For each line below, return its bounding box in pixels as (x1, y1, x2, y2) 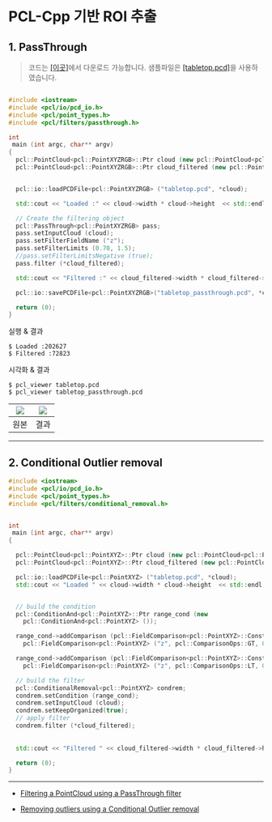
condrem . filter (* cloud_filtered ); (15, 722, 136, 730)
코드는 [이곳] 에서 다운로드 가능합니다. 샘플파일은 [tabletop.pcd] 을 (28, 62, 237, 72)
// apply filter (15, 714, 70, 722)
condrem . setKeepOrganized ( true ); (15, 706, 129, 715)
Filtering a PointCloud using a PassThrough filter (19, 789, 182, 799)
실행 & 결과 (8, 326, 44, 336)
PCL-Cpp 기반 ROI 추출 (8, 7, 157, 26)
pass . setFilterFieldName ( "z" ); (15, 236, 125, 245)
